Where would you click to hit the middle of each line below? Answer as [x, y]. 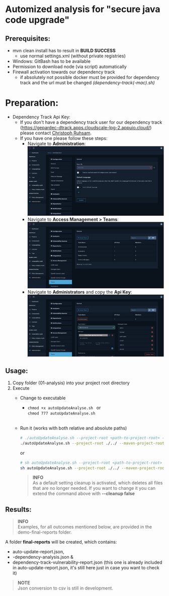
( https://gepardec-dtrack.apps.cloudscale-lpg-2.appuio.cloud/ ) [86, 127]
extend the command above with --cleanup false [83, 493]
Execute [21, 388]
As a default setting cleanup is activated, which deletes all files [98, 483]
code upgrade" [37, 20]
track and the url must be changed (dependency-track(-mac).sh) [87, 82]
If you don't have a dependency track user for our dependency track [91, 122]
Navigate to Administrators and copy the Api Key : [80, 292]
